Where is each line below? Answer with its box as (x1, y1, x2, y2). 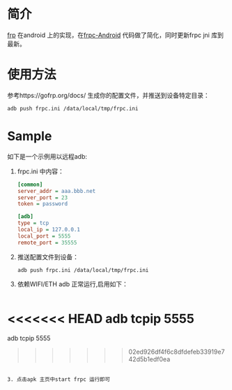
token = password (17, 201, 68, 208)
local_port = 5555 (17, 232, 71, 240)
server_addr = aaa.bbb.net (17, 187, 96, 194)
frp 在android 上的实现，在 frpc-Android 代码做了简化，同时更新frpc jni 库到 (7, 31, 224, 39)
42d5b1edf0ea (128, 354, 171, 363)
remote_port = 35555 (17, 239, 77, 246)
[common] (17, 181, 43, 188)
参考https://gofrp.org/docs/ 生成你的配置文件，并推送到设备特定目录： (7, 91, 210, 99)
